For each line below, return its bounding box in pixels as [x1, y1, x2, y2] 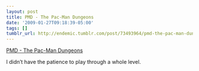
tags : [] [6, 25, 28, 31]
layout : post [6, 8, 38, 15]
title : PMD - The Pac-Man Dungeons [6, 14, 94, 20]
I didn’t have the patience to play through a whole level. [6, 59, 141, 66]
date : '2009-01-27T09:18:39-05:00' [6, 20, 94, 25]
